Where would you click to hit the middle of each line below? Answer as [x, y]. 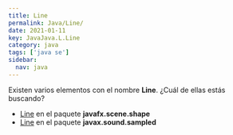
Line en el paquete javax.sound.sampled [88, 122]
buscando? [27, 98]
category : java [34, 45]
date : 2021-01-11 [37, 30]
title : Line [28, 15]
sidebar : [23, 60]
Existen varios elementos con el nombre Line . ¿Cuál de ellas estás [117, 90]
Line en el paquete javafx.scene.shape [85, 114]
